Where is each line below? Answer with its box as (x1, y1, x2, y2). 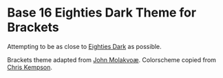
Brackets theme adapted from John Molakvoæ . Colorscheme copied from (7, 55, 217, 64)
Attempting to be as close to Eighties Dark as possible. (7, 42, 162, 50)
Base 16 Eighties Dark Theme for (7, 5, 197, 21)
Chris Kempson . (7, 63, 53, 71)
